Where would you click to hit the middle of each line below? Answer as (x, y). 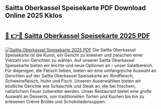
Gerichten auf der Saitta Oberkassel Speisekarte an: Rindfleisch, (70, 76)
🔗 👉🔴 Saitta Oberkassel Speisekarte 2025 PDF (78, 36)
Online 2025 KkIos (34, 16)
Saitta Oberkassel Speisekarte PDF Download (75, 8)
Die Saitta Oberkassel (114, 50)
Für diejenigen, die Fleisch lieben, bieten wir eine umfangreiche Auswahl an (81, 71)
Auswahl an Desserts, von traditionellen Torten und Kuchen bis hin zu (75, 96)
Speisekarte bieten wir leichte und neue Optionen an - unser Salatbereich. (79, 65)
